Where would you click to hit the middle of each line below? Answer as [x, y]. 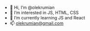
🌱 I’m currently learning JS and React [47, 18]
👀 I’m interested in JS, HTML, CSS [44, 13]
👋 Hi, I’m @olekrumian [32, 8]
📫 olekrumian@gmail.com [37, 23]
